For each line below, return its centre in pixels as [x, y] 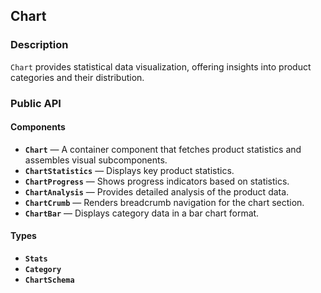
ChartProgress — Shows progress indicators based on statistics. [157, 181]
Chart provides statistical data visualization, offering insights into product [161, 66]
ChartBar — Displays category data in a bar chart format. [142, 213]
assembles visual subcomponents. [96, 160]
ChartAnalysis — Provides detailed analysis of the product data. [157, 191]
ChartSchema [49, 280]
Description [39, 45]
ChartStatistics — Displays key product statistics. [129, 170]
